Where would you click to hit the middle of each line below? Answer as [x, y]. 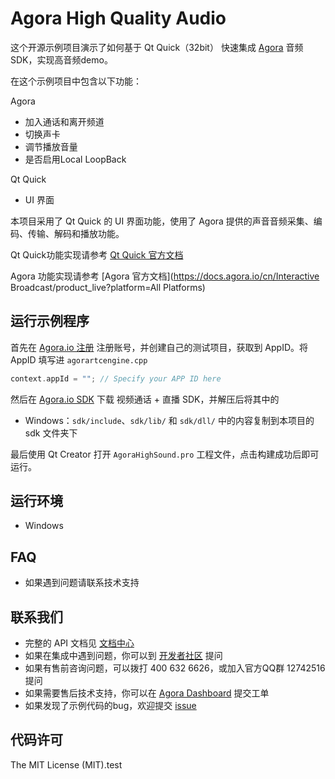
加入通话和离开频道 [64, 121]
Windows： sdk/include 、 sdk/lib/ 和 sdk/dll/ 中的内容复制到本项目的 [169, 420]
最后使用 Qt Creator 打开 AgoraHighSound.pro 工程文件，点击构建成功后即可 [165, 454]
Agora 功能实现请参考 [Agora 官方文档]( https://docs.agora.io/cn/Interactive [165, 276]
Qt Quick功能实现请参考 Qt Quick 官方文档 [97, 254]
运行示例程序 [50, 321]
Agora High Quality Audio [118, 18]
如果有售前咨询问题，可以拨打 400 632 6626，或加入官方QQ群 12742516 [175, 668]
